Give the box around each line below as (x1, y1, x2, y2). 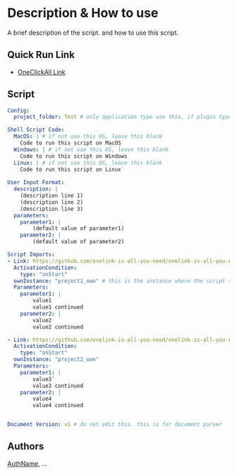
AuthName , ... (7, 459, 47, 468)
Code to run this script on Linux (20, 166, 121, 173)
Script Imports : (7, 251, 55, 258)
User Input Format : (7, 179, 65, 186)
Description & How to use (7, 5, 159, 21)
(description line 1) (20, 193, 83, 200)
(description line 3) (20, 205, 83, 212)
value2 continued (32, 324, 83, 331)
